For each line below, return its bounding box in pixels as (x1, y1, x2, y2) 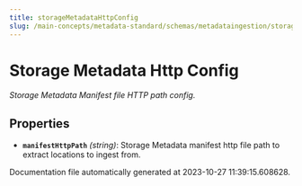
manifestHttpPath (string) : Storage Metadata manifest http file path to (22, 140, 280, 151)
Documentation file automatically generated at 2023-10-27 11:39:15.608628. (9, 167, 290, 178)
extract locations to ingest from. (22, 149, 141, 160)
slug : (9, 22, 30, 31)
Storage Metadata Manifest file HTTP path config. (9, 90, 196, 101)
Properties (9, 116, 70, 131)
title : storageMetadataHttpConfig (9, 13, 139, 22)
